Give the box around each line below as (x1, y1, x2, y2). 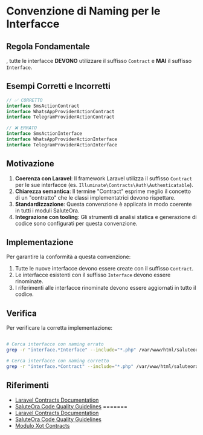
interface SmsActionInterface (6, 131, 83, 137)
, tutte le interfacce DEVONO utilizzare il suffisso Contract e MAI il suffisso (6, 57, 192, 64)
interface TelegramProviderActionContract (6, 114, 115, 120)
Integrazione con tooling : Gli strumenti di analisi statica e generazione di (14, 213, 197, 220)
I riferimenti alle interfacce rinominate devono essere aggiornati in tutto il (14, 284, 196, 292)
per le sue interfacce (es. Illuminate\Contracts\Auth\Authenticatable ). (14, 181, 193, 188)
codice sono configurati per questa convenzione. (14, 220, 138, 227)
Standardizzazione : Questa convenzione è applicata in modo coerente (14, 200, 192, 208)
